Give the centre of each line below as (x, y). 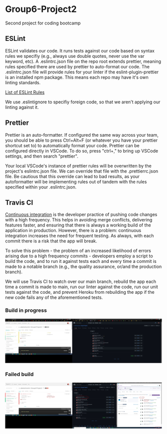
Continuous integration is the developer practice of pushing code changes (81, 215)
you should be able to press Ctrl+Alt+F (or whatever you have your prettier (82, 140)
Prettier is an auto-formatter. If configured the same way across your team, (82, 135)
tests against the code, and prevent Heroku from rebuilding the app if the (80, 292)
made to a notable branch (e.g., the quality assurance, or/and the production (83, 267)
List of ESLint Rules (25, 92)
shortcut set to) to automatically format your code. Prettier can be (72, 145)
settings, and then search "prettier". (42, 156)
